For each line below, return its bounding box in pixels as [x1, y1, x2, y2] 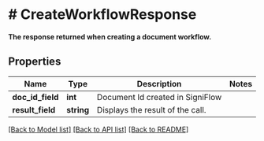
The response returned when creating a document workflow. [8, 32, 212, 41]
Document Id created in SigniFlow [97, 91, 222, 102]
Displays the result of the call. [97, 104, 206, 115]
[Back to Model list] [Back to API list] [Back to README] [8, 124, 189, 134]
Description [136, 78, 182, 89]
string [66, 104, 90, 115]
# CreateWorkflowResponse [8, 6, 197, 24]
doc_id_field [12, 91, 59, 102]
